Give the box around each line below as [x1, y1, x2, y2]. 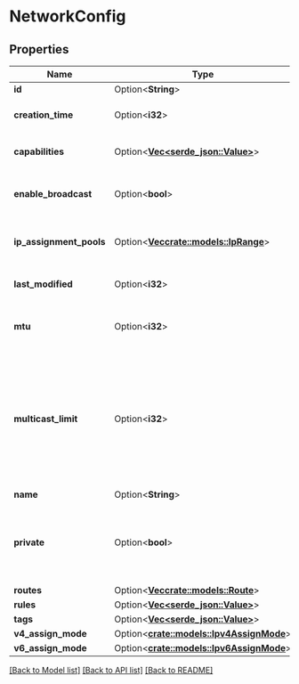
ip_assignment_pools [13, 236, 106, 248]
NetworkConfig [9, 6, 126, 27]
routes [13, 584, 43, 596]
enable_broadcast [13, 188, 93, 199]
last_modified [13, 278, 73, 290]
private [13, 536, 44, 549]
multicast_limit [13, 412, 78, 425]
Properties [9, 42, 69, 57]
